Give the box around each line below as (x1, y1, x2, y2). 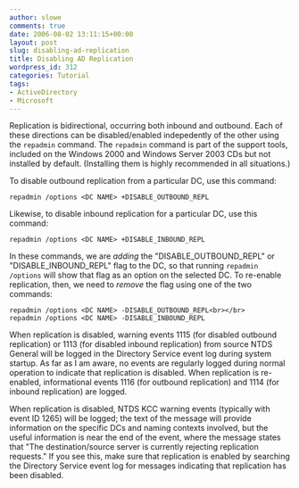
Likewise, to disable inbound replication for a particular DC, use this (9, 209, 258, 219)
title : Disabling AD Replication (9, 54, 134, 63)
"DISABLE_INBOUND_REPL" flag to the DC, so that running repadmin (9, 261, 259, 271)
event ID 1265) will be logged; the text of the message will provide (9, 413, 252, 424)
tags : (9, 79, 29, 88)
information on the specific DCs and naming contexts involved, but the (9, 423, 269, 434)
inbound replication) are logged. (9, 386, 128, 397)
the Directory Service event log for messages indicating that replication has (9, 460, 287, 471)
